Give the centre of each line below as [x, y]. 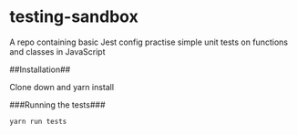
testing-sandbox [74, 17]
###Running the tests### [57, 104]
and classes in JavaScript [57, 51]
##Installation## [40, 69]
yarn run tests [38, 121]
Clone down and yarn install [62, 87]
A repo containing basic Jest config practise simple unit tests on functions [149, 42]
